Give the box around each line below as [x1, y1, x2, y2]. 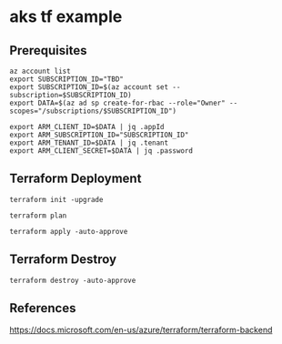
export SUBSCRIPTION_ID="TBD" [9, 75, 125, 84]
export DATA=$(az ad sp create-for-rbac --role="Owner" [9, 98, 226, 107]
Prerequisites [9, 43, 87, 58]
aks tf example [9, 6, 123, 27]
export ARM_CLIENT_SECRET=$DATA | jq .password [9, 147, 194, 156]
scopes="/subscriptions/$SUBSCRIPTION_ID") [9, 106, 177, 116]
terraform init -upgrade [9, 195, 104, 204]
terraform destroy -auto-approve [9, 276, 136, 285]
